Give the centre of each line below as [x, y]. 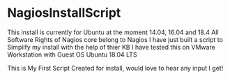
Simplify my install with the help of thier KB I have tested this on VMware [112, 47]
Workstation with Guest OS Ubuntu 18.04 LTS [72, 55]
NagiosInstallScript [64, 13]
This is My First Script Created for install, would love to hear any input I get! [115, 68]
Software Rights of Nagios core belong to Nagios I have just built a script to [115, 39]
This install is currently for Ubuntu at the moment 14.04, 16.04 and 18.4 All [113, 32]
